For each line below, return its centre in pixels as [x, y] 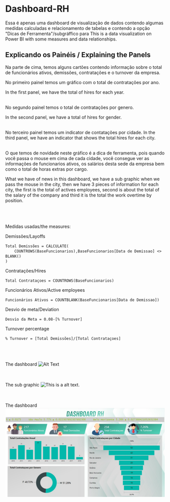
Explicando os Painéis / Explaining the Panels [78, 55]
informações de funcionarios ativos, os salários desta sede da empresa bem [85, 164]
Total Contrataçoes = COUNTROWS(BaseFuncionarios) [60, 281]
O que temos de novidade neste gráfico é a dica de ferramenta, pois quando [85, 153]
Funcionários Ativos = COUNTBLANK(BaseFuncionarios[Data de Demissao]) [82, 300]
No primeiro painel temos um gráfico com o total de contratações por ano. [83, 82]
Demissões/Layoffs [25, 236]
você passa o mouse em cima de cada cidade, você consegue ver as [77, 158]
